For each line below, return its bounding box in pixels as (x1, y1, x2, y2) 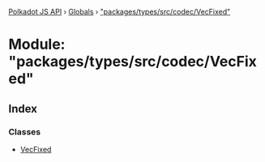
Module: (8, 36, 66, 53)
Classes (8, 126, 41, 137)
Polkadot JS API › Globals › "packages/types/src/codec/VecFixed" (8, 7, 231, 16)
